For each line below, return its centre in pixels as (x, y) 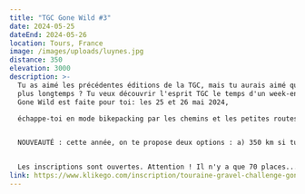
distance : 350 (36, 60)
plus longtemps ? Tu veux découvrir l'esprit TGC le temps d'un (142, 93)
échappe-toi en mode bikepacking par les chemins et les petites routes (158, 119)
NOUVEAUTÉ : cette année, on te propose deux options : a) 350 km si (152, 143)
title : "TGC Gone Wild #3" (60, 18)
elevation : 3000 (40, 69)
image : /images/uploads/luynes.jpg (77, 52)
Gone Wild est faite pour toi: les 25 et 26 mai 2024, (123, 102)
